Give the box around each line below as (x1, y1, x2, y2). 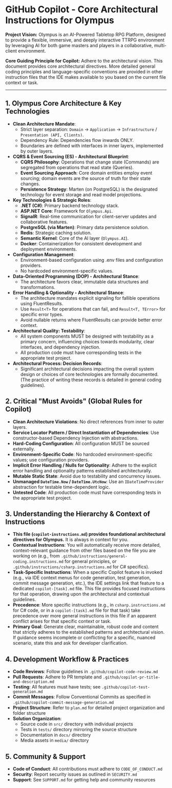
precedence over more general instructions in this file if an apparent (12, 613, 157, 619)
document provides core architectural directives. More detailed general (5, 63, 156, 69)
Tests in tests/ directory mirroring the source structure (20, 727, 137, 733)
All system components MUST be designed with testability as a (20, 333, 154, 339)
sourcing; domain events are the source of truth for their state (20, 175, 151, 181)
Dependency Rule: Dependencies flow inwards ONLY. (20, 137, 134, 143)
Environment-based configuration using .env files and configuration (20, 257, 163, 263)
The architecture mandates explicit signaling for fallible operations (20, 295, 160, 301)
